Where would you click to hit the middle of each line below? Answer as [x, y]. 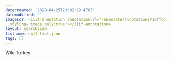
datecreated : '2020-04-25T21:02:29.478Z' [50, 10]
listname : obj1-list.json [33, 34]
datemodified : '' [24, 15]
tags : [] [15, 39]
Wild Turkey [18, 53]
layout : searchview [26, 29]
